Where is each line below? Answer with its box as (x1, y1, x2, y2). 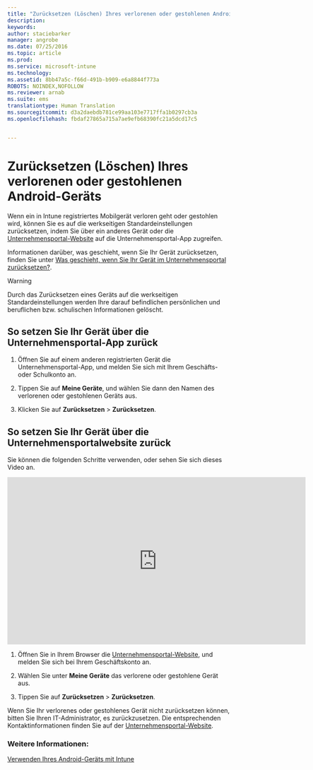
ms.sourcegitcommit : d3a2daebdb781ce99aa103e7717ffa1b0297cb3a (7, 109, 198, 116)
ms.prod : (7, 57, 33, 64)
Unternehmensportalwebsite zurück (7, 437, 172, 449)
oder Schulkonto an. (17, 370, 77, 379)
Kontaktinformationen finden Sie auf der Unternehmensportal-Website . (7, 721, 214, 730)
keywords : (7, 23, 37, 30)
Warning (7, 276, 32, 285)
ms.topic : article (7, 50, 61, 57)
